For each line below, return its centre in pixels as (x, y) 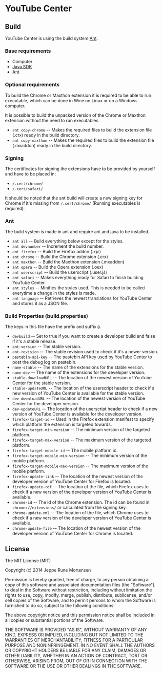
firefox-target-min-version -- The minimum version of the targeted (81, 430)
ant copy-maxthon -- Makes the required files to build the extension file (83, 140)
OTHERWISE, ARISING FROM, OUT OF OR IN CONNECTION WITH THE (76, 661)
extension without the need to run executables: (52, 120)
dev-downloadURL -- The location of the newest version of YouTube (79, 398)
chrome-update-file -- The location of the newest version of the (76, 528)
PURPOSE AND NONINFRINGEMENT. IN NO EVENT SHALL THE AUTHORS (80, 645)
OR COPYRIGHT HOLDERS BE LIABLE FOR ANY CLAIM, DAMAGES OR (76, 651)
